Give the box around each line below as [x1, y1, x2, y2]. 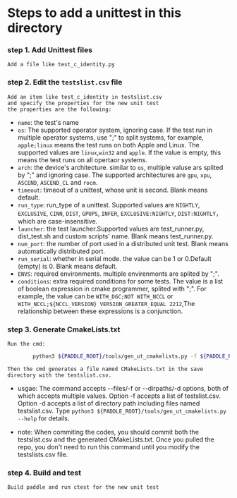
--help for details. [17, 414, 70, 423]
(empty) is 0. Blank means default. [17, 262, 118, 270]
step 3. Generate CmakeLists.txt [7, 324, 121, 334]
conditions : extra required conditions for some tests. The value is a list [17, 277, 224, 285]
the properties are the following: [7, 106, 112, 113]
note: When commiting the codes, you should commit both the [17, 427, 200, 436]
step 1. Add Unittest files [7, 45, 93, 55]
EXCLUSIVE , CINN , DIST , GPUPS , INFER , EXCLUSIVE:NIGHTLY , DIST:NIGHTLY [17, 209, 217, 217]
